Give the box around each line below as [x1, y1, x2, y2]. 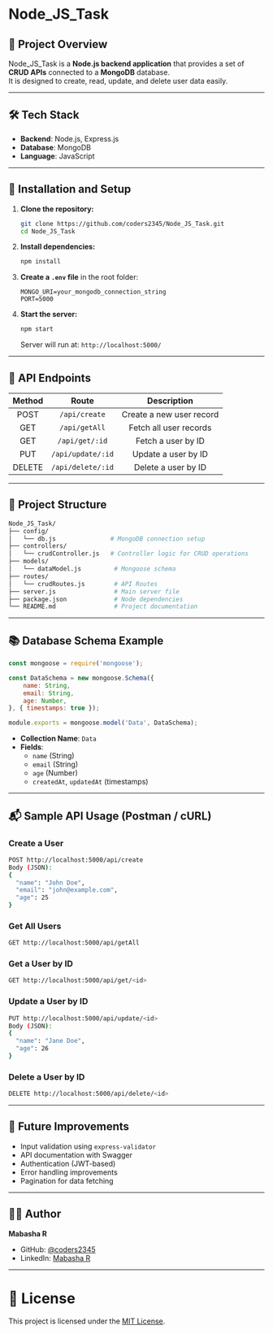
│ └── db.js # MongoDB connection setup [8, 534, 206, 543]
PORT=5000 [19, 295, 54, 303]
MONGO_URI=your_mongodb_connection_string [19, 288, 167, 297]
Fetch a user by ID [135, 435, 206, 446]
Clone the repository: [19, 204, 94, 214]
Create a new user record [121, 408, 219, 419]
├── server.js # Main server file [8, 587, 180, 596]
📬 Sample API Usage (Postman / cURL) [8, 809, 212, 823]
